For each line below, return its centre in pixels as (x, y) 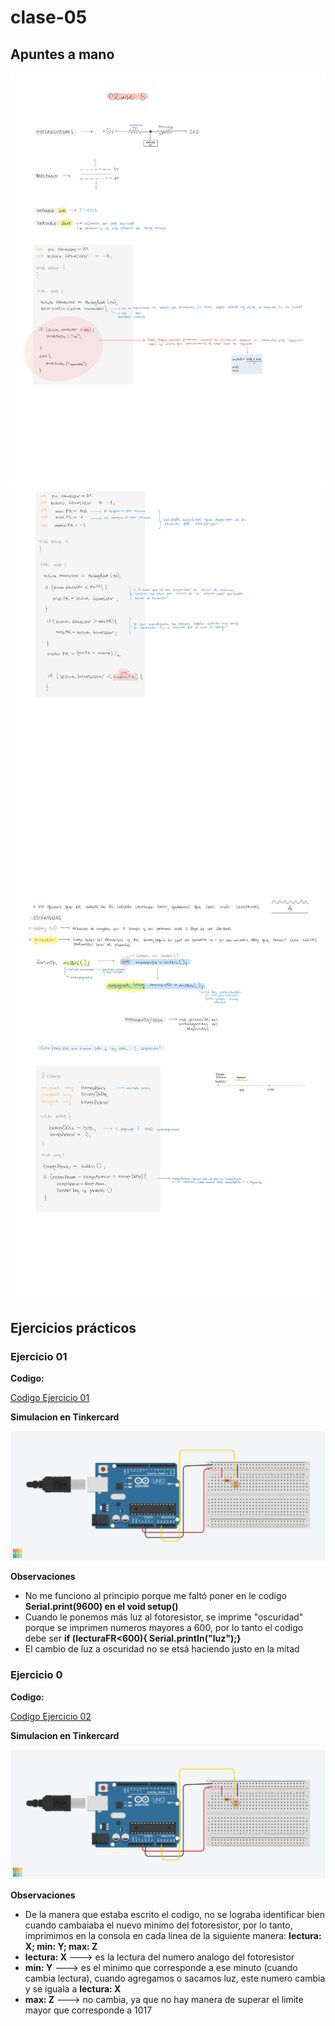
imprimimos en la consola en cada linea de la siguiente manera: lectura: (173, 1935)
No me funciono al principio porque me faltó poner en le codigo (155, 1596)
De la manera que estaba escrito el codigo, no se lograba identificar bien (174, 1914)
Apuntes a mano (62, 54)
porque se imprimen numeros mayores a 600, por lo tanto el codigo (164, 1628)
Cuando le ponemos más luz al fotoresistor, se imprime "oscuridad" (164, 1617)
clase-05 (49, 17)
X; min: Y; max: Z (61, 1946)
